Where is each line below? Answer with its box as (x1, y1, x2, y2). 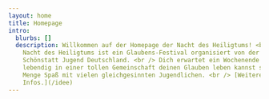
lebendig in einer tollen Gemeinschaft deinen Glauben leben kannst (22, 64, 256, 72)
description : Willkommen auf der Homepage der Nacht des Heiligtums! (15, 42, 252, 49)
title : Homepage (8, 19, 62, 27)
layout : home (8, 11, 52, 20)
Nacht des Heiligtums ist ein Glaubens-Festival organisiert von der (22, 49, 260, 57)
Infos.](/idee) (22, 78, 74, 86)
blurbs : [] (15, 34, 52, 42)
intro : (8, 26, 30, 34)
